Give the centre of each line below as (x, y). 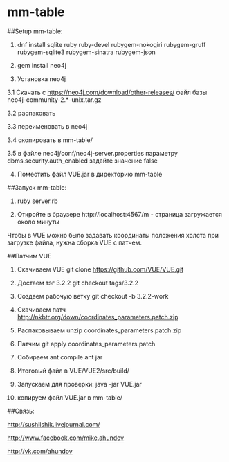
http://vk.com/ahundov (40, 451)
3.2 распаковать (31, 113)
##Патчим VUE (29, 256)
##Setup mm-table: (35, 31)
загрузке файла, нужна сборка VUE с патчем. (75, 242)
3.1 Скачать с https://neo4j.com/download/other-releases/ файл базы (107, 92)
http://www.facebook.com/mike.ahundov (66, 438)
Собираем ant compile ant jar (60, 357)
